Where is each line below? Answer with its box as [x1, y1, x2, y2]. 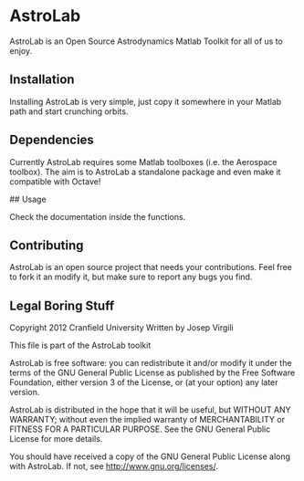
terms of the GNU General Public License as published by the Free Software [9, 367, 296, 379]
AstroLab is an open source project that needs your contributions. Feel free [9, 262, 292, 273]
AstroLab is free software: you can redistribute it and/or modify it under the [9, 358, 292, 369]
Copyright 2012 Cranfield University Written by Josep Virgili [9, 322, 235, 333]
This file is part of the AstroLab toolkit [9, 340, 152, 351]
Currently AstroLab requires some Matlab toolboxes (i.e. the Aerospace [9, 156, 278, 167]
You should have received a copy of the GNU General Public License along [9, 451, 290, 462]
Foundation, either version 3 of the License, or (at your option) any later [9, 377, 278, 388]
